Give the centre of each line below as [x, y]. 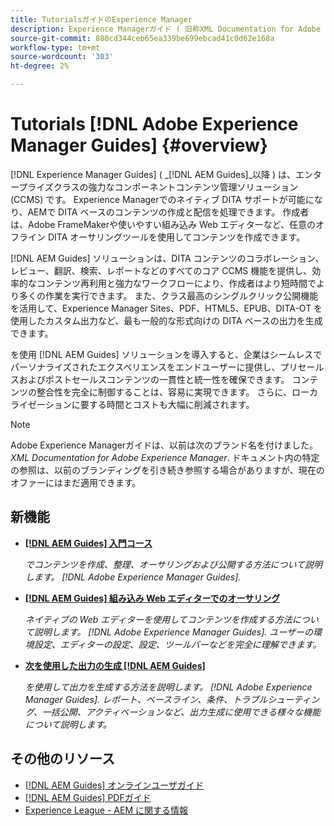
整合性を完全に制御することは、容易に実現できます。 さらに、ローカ [177, 392]
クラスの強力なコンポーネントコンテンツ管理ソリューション [176, 187]
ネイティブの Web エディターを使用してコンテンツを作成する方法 [158, 619]
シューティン [293, 699]
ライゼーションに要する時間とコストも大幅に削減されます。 [132, 404]
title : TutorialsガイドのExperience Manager [101, 19]
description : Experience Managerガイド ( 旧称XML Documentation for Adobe [166, 29]
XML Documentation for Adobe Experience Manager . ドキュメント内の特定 [165, 457]
